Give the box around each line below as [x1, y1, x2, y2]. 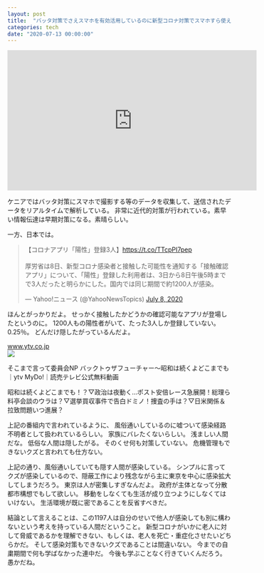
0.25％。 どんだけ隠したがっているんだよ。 [7, 328, 134, 336]
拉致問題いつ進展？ [7, 406, 64, 414]
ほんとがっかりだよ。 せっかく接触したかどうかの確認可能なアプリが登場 [7, 310, 221, 319]
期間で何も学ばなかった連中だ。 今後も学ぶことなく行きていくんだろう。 [13, 549, 226, 558]
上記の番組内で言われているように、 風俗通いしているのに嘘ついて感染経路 [7, 421, 226, 430]
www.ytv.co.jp [7, 342, 50, 351]
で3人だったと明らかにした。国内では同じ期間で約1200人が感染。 [24, 279, 218, 289]
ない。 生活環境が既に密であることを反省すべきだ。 [19, 498, 171, 507]
